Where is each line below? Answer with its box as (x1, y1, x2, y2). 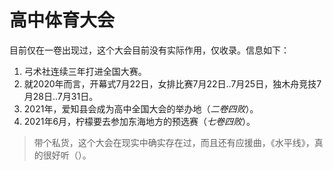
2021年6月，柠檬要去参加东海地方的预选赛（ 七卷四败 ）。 (23, 115, 256, 127)
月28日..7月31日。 (23, 90, 99, 102)
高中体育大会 (9, 9, 116, 32)
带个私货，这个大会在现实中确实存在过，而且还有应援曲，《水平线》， (33, 136, 315, 148)
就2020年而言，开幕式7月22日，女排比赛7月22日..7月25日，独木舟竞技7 (23, 77, 322, 90)
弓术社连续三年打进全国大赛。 (23, 65, 147, 77)
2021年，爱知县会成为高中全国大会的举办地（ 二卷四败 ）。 (23, 102, 259, 115)
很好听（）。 (42, 149, 92, 161)
